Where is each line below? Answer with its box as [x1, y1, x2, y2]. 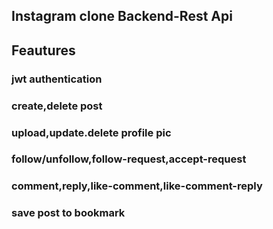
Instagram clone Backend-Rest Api [11, 8, 233, 25]
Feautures [11, 42, 76, 59]
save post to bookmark [11, 206, 126, 220]
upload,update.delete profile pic [11, 125, 172, 139]
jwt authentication [11, 72, 103, 86]
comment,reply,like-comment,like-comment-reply [11, 179, 263, 193]
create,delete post [11, 99, 103, 113]
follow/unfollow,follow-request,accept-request [11, 152, 247, 166]
